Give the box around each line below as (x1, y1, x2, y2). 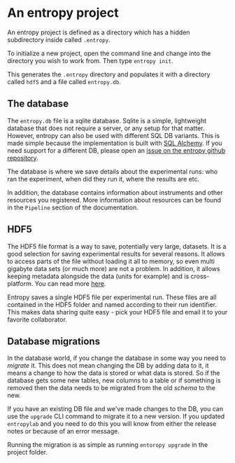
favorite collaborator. (7, 315, 68, 324)
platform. (7, 279, 34, 288)
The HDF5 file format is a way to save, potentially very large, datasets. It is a (7, 242, 227, 250)
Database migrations (7, 335, 100, 347)
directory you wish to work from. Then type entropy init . (7, 56, 173, 64)
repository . (7, 153, 38, 162)
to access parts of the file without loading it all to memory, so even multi (7, 257, 215, 265)
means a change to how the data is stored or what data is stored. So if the (7, 369, 220, 378)
